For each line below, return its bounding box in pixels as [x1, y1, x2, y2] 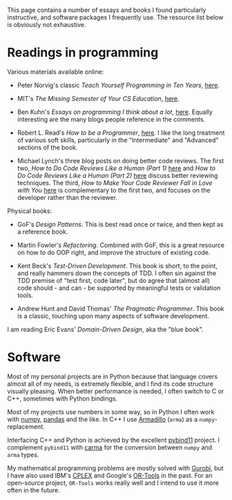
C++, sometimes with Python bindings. [7, 394, 118, 402]
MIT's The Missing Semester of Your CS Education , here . [17, 94, 180, 102]
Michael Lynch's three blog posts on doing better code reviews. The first [17, 156, 224, 165]
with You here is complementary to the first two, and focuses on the [17, 186, 211, 194]
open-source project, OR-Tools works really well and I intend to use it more [7, 479, 220, 487]
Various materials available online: [7, 67, 104, 75]
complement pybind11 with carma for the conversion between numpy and [7, 443, 213, 452]
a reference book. [17, 228, 68, 236]
